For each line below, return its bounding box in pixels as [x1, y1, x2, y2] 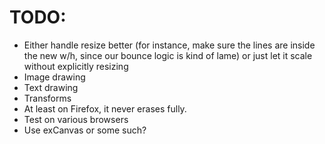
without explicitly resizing [23, 60, 129, 72]
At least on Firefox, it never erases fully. [23, 102, 187, 115]
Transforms [23, 92, 72, 104]
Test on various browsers [23, 113, 129, 125]
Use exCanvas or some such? [23, 124, 147, 136]
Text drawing [23, 81, 79, 93]
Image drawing [23, 71, 86, 83]
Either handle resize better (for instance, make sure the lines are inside [23, 39, 316, 51]
